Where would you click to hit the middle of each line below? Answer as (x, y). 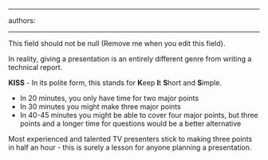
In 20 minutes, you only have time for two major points (109, 98)
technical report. (35, 67)
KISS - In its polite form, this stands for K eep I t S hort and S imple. (115, 83)
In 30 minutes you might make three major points (100, 107)
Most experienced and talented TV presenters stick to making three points (130, 139)
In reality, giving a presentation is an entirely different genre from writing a (130, 59)
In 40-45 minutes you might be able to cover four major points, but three (139, 115)
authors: (22, 20)
